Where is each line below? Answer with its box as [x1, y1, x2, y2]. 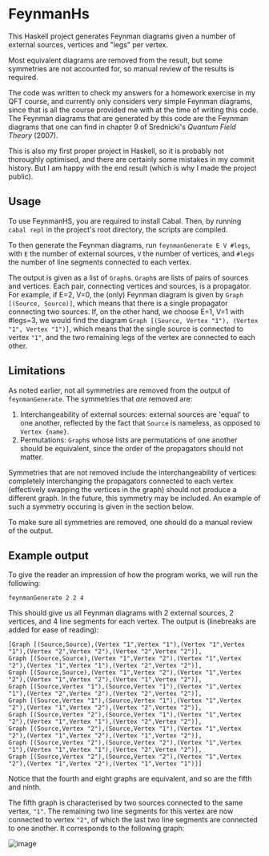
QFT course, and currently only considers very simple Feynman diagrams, [8, 96, 253, 106]
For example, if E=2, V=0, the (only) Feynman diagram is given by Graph [8, 289, 244, 299]
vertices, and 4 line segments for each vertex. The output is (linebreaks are [8, 616, 256, 626]
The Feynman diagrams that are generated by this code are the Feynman [8, 113, 249, 123]
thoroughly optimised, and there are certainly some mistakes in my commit [8, 154, 255, 164]
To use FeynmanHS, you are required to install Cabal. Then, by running [8, 216, 242, 225]
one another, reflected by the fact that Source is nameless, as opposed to [19, 418, 261, 427]
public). [8, 172, 34, 181]
